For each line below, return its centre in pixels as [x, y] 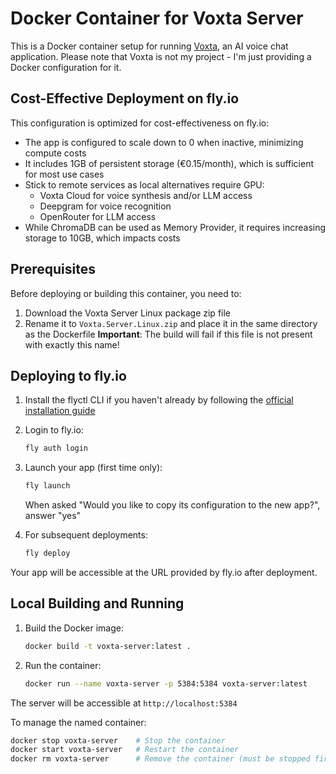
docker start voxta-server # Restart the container [125, 750]
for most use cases [64, 174]
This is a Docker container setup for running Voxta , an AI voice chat [149, 46]
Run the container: [63, 665]
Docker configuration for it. [66, 67]
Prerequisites [53, 269]
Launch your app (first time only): [93, 468]
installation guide [60, 411]
